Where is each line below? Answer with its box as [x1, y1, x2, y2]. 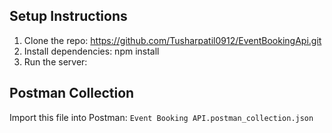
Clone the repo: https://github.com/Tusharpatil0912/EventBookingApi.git [23, 34, 322, 46]
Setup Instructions [9, 8, 128, 25]
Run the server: [23, 55, 88, 68]
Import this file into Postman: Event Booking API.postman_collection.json [9, 111, 314, 123]
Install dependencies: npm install [23, 45, 160, 57]
